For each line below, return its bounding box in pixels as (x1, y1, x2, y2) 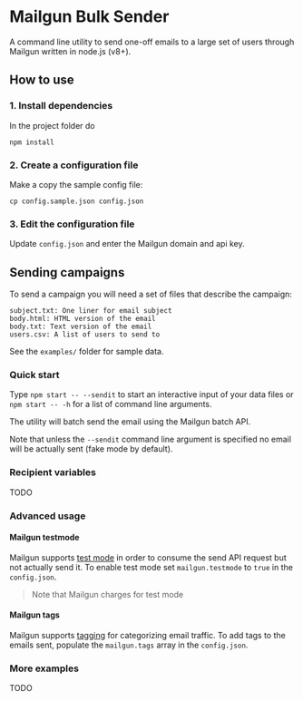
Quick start (9, 368, 61, 381)
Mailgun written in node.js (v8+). (9, 45, 132, 56)
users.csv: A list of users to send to (9, 330, 161, 339)
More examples (9, 662, 80, 675)
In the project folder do (9, 120, 95, 131)
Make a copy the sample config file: (9, 179, 143, 190)
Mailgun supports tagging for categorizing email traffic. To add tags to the (9, 629, 286, 640)
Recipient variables (9, 466, 97, 479)
